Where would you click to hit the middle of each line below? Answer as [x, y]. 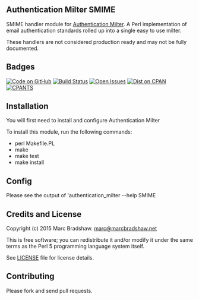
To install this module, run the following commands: [69, 132]
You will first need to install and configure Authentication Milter [83, 121]
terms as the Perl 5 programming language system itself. [75, 247]
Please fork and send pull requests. [50, 290]
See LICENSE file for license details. [50, 258]
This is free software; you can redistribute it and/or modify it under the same [99, 240]
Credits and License [44, 214]
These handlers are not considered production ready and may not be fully [97, 42]
